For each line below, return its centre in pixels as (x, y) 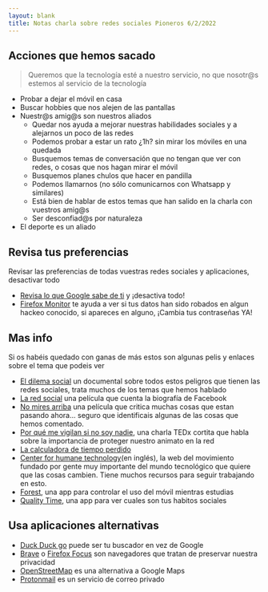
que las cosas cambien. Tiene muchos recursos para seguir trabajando (137, 475)
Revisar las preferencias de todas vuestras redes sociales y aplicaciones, (129, 272)
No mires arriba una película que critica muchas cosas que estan (127, 407)
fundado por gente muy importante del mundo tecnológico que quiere (135, 466)
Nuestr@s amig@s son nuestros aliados (86, 116)
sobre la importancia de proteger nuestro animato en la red (117, 440)
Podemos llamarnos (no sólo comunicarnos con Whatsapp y (131, 184)
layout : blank (32, 16)
